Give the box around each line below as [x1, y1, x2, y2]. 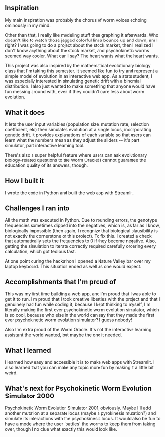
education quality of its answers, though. [5, 162, 88, 168]
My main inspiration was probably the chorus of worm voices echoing [5, 17, 147, 23]
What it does [5, 108, 45, 117]
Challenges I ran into [5, 204, 70, 212]
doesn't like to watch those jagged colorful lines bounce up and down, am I [5, 37, 158, 43]
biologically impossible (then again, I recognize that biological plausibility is [5, 228, 158, 234]
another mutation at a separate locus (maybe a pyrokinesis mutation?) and [5, 410, 156, 416]
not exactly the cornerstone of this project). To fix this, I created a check [5, 233, 152, 239]
